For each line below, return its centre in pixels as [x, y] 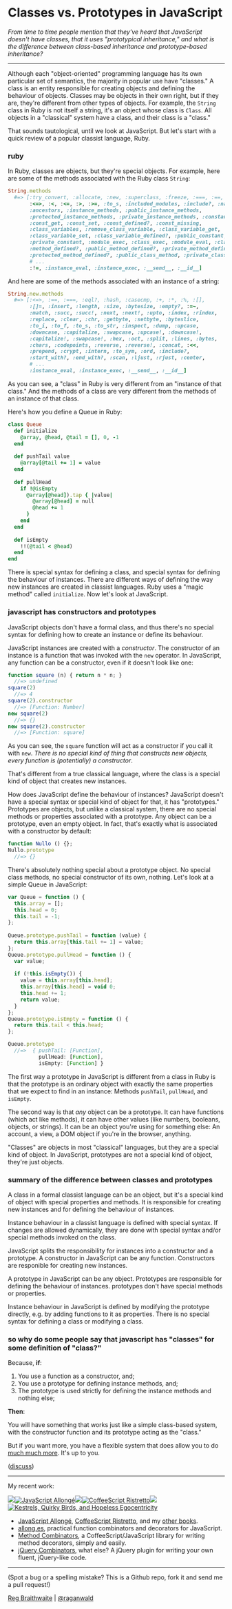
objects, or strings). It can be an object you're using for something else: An [114, 1126]
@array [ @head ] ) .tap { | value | [69, 495]
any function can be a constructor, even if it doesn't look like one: [101, 662]
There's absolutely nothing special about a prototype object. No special [109, 869]
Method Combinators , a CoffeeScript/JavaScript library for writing [111, 1536]
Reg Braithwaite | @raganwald [51, 1598]
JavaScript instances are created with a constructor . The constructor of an [114, 648]
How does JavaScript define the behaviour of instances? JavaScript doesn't [116, 795]
